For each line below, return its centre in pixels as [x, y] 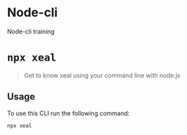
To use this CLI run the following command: [68, 113]
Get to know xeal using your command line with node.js [102, 75]
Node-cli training [31, 31]
